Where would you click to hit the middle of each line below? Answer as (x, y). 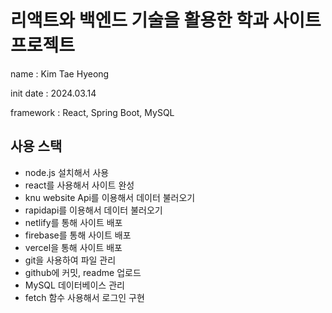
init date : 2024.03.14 (53, 93)
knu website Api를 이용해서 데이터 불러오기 (110, 197)
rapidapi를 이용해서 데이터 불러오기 (93, 210)
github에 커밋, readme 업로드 (83, 272)
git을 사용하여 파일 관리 (70, 260)
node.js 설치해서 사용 (67, 172)
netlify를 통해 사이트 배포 (73, 222)
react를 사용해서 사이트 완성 (79, 185)
